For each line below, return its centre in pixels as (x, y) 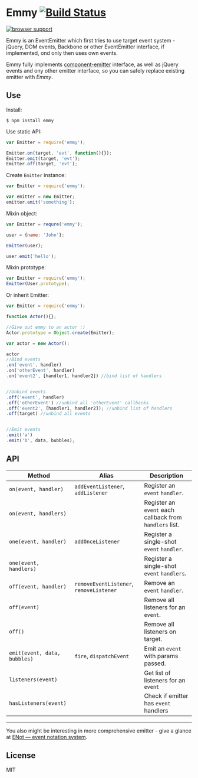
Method (39, 475)
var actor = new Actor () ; (38, 343)
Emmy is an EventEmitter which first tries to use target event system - (91, 40)
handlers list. (162, 524)
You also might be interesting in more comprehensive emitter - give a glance (99, 730)
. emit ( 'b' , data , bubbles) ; (41, 440)
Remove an (159, 583)
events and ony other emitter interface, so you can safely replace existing (95, 70)
